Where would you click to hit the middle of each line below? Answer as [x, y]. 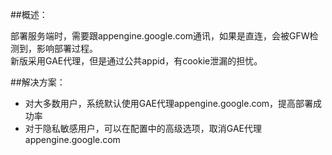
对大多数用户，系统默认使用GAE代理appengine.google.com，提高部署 [169, 103]
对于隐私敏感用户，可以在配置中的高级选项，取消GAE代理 [143, 128]
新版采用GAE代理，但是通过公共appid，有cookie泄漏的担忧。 [136, 61]
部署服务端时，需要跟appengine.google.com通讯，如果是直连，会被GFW [160, 36]
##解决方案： [38, 82]
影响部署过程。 [67, 48]
